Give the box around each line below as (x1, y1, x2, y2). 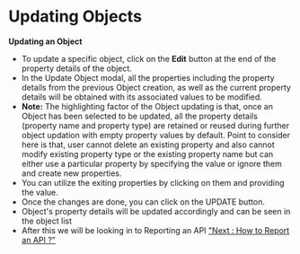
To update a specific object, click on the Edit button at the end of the (21, 53, 277, 64)
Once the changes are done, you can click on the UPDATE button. (21, 196, 266, 207)
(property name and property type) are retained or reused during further (21, 119, 290, 131)
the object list (21, 215, 73, 226)
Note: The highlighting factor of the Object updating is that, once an (21, 101, 273, 111)
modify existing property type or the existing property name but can (21, 148, 274, 159)
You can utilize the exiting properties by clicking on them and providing (21, 177, 285, 188)
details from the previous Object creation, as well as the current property (21, 82, 291, 92)
